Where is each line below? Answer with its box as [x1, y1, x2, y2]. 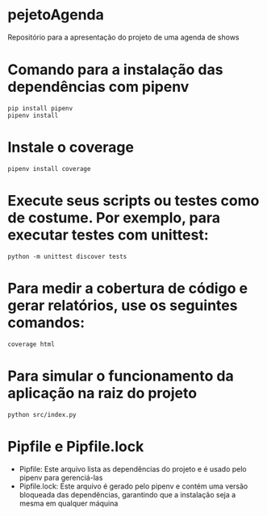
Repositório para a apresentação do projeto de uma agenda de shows [7, 32, 240, 42]
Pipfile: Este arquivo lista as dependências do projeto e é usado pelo [19, 464, 247, 473]
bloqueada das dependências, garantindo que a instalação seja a [19, 489, 236, 499]
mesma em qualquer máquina [19, 498, 119, 508]
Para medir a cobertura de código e [7, 279, 248, 298]
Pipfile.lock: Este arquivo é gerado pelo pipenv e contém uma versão [19, 481, 248, 491]
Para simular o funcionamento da [7, 367, 235, 385]
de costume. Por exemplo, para [7, 209, 221, 227]
